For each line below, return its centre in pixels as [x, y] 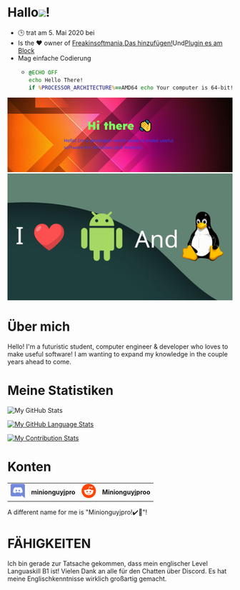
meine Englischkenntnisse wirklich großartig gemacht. [87, 579]
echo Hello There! [56, 80]
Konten [29, 467]
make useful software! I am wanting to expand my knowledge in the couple [118, 354]
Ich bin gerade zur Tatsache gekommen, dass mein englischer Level [108, 563]
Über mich [39, 327]
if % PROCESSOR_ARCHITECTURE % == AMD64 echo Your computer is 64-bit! [131, 87]
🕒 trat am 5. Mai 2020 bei [56, 32]
